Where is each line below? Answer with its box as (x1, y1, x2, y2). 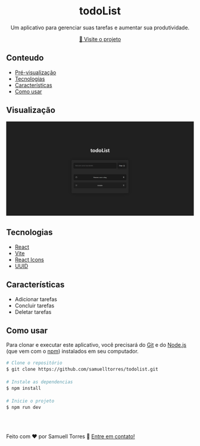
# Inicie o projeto (6, 398, 55, 404)
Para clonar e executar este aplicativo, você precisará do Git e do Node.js (6, 341, 187, 349)
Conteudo (6, 53, 44, 63)
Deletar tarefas (14, 308, 52, 315)
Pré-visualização (14, 69, 57, 76)
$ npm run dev (6, 404, 42, 410)
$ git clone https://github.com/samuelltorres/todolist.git (6, 366, 159, 372)
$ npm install (6, 385, 42, 391)
